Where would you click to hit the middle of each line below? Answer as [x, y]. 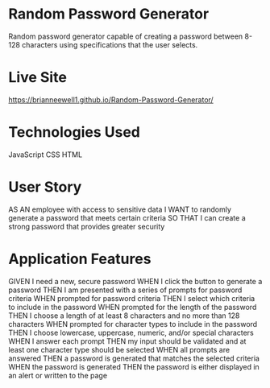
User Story [45, 187]
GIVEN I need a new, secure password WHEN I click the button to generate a [135, 281]
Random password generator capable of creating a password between [126, 36]
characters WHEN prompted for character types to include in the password [133, 324]
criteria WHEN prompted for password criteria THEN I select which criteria [132, 298]
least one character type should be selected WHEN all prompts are [119, 349]
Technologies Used [75, 132]
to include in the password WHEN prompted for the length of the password [133, 307]
